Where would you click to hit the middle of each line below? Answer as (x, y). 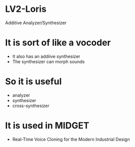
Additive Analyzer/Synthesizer (36, 23)
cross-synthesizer (31, 106)
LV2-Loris (26, 9)
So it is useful (33, 82)
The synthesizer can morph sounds (48, 61)
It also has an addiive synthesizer (46, 56)
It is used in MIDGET (47, 126)
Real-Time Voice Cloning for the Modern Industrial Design (71, 139)
